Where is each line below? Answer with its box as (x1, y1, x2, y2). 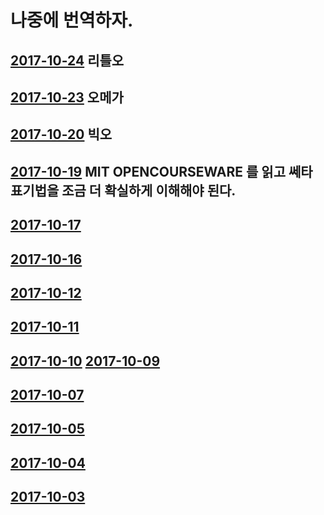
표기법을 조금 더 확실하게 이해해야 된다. (10, 182, 237, 199)
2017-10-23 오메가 (10, 89, 124, 106)
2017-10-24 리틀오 (10, 52, 125, 69)
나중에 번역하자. (10, 9, 134, 32)
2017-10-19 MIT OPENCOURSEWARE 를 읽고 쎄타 (10, 163, 313, 180)
